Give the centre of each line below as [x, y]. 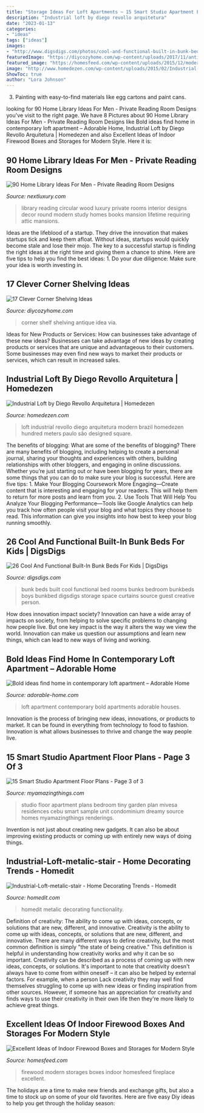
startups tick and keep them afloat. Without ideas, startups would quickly [98, 239]
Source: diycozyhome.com [40, 310]
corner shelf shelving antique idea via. [69, 322]
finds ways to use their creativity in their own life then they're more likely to [100, 999]
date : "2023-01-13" [31, 23]
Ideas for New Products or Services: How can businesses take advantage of [102, 334]
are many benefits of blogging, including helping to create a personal [93, 451]
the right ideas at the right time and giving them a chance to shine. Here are [101, 252]
